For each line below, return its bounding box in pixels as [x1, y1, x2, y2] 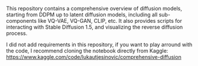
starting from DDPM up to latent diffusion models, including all [6, 11, 158, 18]
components [6, 18, 37, 24]
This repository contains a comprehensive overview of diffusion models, [6, 5, 182, 12]
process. [6, 30, 28, 37]
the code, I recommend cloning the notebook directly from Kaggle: [6, 47, 168, 54]
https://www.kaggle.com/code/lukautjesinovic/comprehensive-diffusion [6, 54, 181, 60]
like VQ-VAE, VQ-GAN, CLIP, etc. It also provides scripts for [38, 18, 182, 24]
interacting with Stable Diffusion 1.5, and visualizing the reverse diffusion [6, 23, 183, 30]
